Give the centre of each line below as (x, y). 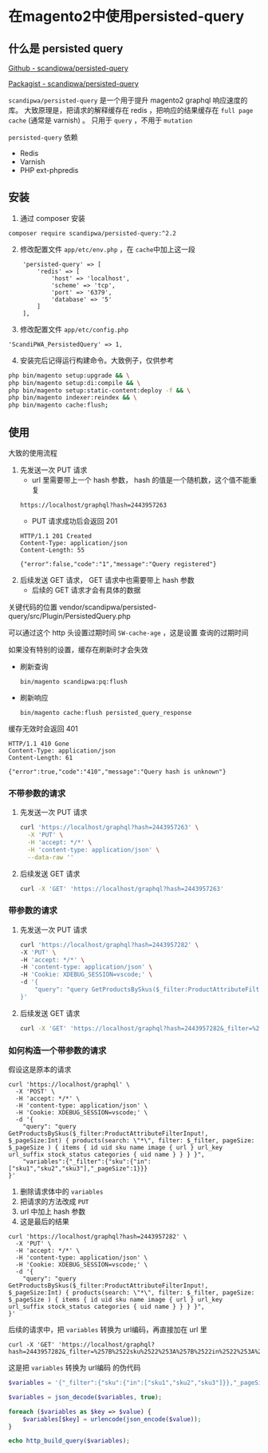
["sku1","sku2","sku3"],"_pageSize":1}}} (78, 1169)
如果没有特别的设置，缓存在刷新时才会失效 (78, 650)
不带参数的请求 (37, 793)
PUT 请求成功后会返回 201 (75, 521)
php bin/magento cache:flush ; (59, 405)
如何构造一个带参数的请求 (57, 1050)
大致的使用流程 (33, 453)
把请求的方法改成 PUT (54, 1202)
